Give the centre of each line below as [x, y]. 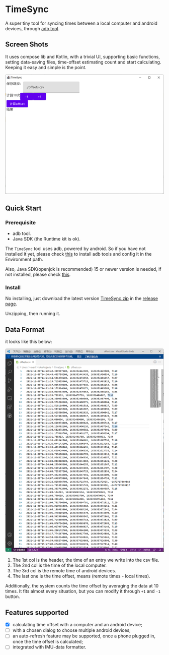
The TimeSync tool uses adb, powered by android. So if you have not [75, 249]
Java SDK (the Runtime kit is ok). [46, 239]
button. [13, 597]
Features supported [37, 612]
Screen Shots [27, 45]
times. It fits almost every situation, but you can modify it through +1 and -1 [83, 591]
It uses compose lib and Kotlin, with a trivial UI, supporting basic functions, [82, 56]
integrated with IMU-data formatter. [49, 647]
